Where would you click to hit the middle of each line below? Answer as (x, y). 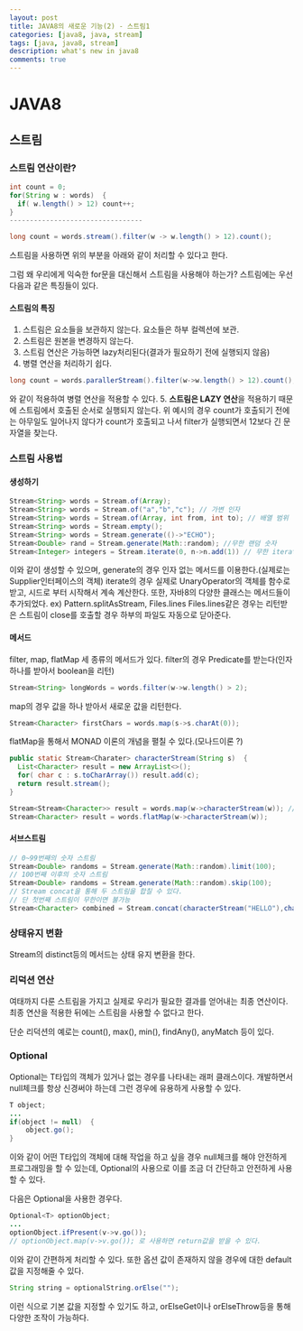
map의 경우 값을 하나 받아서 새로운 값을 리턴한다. (96, 706)
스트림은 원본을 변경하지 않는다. (78, 341)
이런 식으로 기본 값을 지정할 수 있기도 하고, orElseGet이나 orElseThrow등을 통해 (150, 1306)
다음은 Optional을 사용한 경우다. (66, 1199)
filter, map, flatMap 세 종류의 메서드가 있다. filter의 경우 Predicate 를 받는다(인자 (151, 659)
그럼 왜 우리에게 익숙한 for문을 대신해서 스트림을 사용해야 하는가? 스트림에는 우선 (151, 274)
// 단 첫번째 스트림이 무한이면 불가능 (70, 900)
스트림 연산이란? (43, 168)
